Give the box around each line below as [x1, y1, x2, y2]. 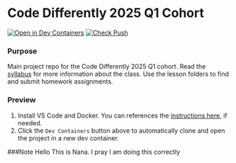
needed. [17, 118, 43, 127]
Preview [7, 95, 36, 105]
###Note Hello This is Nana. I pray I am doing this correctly [7, 147, 181, 156]
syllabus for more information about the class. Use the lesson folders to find [7, 69, 229, 79]
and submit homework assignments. [7, 77, 113, 86]
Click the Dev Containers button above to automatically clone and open [17, 126, 225, 135]
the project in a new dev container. [17, 133, 119, 142]
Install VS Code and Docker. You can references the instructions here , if [17, 111, 227, 120]
